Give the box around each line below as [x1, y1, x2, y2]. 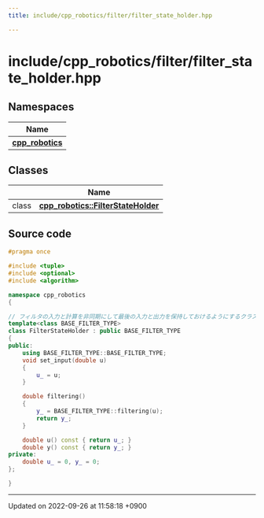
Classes [8, 164, 49, 177]
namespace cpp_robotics [8, 290, 86, 299]
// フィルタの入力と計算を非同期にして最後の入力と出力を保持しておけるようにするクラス [8, 313, 258, 320]
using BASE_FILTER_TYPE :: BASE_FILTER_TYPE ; [22, 349, 167, 357]
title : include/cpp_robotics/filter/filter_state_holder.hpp [8, 11, 213, 20]
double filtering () [22, 393, 86, 401]
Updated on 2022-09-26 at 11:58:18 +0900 [8, 501, 148, 510]
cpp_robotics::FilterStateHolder [38, 200, 159, 211]
